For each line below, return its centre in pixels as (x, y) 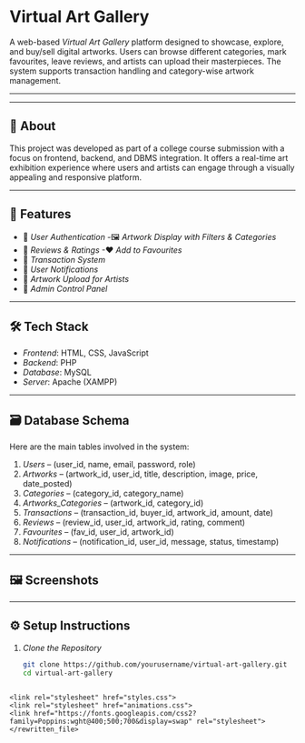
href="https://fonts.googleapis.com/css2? (115, 713)
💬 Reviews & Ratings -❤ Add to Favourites (102, 250)
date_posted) (47, 484)
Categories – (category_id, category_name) (103, 494)
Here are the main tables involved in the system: (99, 447)
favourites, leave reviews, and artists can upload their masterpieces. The (145, 61)
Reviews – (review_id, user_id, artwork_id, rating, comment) (134, 522)
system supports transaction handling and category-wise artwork (132, 71)
